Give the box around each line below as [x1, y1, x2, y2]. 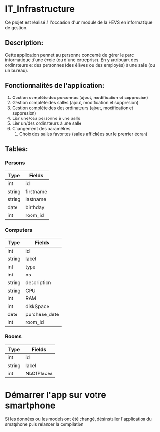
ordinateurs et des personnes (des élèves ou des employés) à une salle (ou [5, 62, 155, 68]
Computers [5, 227, 32, 234]
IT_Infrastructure [5, 3, 75, 15]
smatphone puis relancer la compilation [5, 421, 84, 427]
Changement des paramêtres [12, 125, 71, 131]
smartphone [5, 400, 56, 411]
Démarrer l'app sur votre [5, 390, 107, 401]
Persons [5, 159, 25, 166]
